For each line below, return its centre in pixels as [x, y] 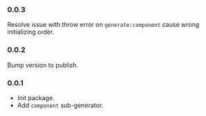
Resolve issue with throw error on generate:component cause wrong [103, 25]
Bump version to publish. [43, 65]
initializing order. [31, 32]
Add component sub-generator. [60, 105]
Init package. [36, 97]
